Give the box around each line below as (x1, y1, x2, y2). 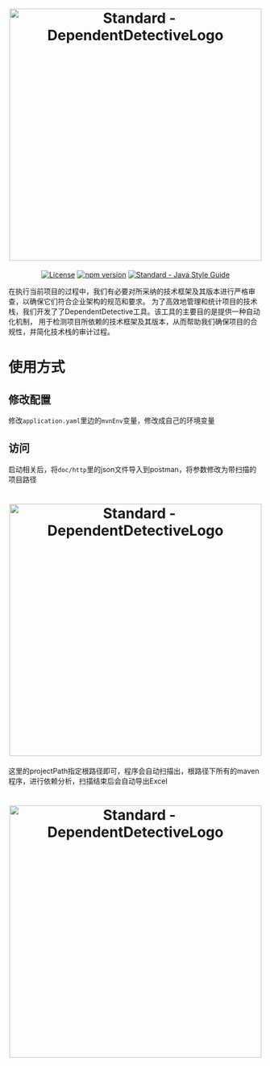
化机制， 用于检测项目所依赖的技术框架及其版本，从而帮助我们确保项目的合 (8, 316, 258, 326)
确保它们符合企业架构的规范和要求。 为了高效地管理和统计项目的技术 (29, 296, 258, 306)
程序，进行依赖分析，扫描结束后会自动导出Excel (8, 775, 168, 786)
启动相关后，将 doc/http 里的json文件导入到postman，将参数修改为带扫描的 (8, 464, 257, 474)
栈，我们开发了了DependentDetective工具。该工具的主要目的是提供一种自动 (8, 307, 260, 316)
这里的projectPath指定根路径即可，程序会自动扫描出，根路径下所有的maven (8, 766, 260, 775)
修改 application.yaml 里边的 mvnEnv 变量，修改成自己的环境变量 (8, 416, 215, 425)
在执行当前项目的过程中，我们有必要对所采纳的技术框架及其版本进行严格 (8, 286, 248, 296)
